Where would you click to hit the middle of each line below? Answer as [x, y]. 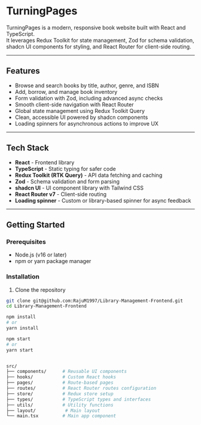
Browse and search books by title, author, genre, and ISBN [87, 85]
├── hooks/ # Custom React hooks [61, 377]
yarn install [22, 328]
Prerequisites [26, 241]
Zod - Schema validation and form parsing [67, 181]
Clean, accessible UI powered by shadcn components [81, 117]
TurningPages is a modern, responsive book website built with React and [96, 27]
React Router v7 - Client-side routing [60, 194]
